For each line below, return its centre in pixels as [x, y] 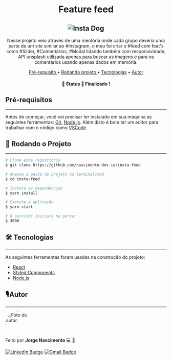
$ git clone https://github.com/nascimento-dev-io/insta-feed [73, 165]
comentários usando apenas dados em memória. [86, 62]
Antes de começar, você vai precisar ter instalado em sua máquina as [79, 117]
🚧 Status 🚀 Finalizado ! [86, 84]
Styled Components [34, 272]
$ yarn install [21, 193]
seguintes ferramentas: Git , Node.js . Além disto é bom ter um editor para [82, 122]
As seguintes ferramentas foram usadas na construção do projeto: [75, 257]
